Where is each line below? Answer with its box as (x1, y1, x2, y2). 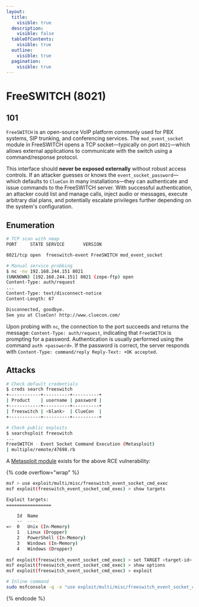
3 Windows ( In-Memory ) (17, 540, 78, 546)
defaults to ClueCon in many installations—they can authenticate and (22, 178, 188, 185)
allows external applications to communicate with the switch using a (6, 148, 173, 155)
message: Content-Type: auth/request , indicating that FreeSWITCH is (6, 329, 172, 336)
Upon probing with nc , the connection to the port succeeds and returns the (6, 322, 189, 330)
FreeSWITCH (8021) (6, 90, 107, 103)
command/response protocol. (6, 154, 79, 161)
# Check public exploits (6, 424, 68, 430)
